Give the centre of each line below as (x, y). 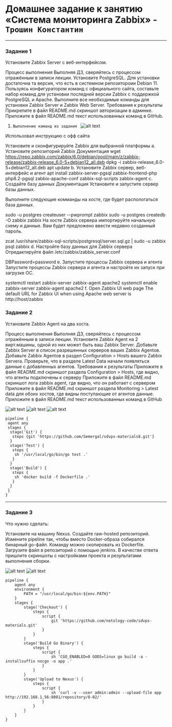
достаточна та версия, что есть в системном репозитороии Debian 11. (82, 83)
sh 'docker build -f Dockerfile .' (52, 477)
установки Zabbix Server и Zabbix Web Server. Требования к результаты (84, 105)
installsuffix (20, 661)
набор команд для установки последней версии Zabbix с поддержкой (82, 94)
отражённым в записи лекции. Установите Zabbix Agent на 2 (72, 339)
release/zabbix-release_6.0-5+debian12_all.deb (55, 162)
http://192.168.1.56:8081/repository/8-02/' (53, 697)
